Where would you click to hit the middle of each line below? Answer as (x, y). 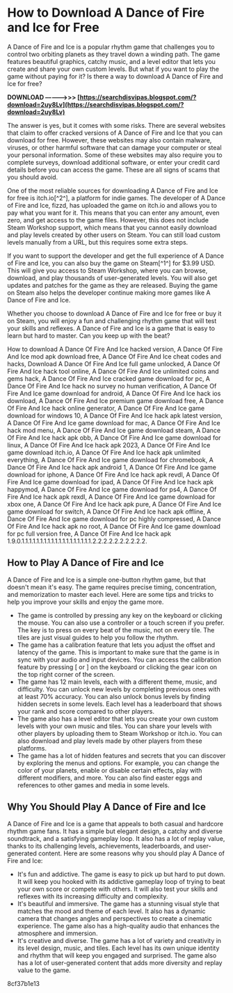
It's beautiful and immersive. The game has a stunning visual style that (118, 903)
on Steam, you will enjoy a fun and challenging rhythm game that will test (112, 320)
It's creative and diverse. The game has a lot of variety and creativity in (119, 940)
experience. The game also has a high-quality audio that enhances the (118, 926)
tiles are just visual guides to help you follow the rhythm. (98, 637)
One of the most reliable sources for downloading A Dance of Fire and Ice (113, 190)
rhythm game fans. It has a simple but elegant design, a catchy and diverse (115, 831)
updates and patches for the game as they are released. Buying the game (112, 285)
